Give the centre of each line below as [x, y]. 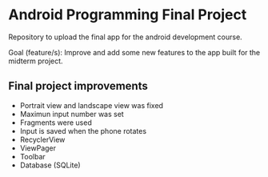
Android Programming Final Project [128, 15]
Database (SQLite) [50, 165]
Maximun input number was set [72, 114]
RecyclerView [42, 139]
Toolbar [32, 156]
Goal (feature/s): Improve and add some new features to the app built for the [134, 52]
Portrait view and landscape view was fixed [92, 105]
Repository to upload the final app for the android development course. [125, 37]
